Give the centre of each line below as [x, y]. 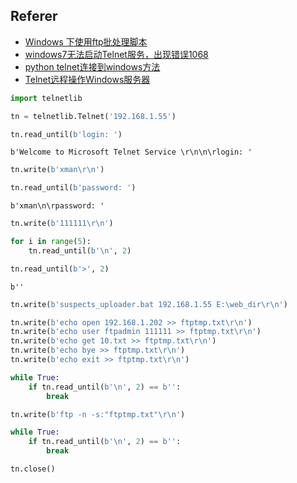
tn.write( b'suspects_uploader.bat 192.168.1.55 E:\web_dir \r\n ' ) [149, 304]
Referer [34, 16]
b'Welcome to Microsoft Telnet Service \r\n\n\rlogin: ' [131, 152]
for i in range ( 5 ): [51, 242]
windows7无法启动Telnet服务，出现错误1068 [116, 54]
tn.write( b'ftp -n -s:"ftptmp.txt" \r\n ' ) [98, 414]
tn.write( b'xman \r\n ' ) [57, 170]
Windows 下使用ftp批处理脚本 [86, 41]
